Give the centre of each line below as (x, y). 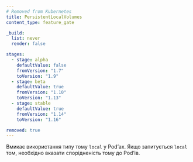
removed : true (23, 130)
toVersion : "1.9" (38, 76)
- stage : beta (28, 82)
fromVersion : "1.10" (42, 92)
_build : (15, 33)
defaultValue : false (42, 65)
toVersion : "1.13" (39, 98)
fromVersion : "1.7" (40, 71)
